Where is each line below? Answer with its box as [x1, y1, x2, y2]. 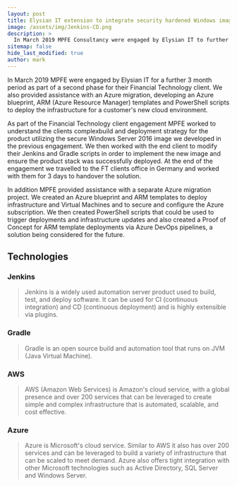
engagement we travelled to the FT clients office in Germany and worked [7, 164, 220, 173]
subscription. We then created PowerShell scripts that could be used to [7, 207, 214, 216]
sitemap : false [7, 43, 52, 50]
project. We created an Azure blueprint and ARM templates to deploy [7, 193, 208, 201]
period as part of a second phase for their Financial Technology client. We [7, 83, 223, 92]
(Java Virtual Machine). [24, 351, 93, 360]
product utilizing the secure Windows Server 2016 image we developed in [7, 134, 221, 142]
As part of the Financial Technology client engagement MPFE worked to [7, 119, 217, 128]
